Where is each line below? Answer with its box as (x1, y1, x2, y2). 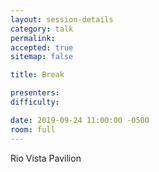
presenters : (10, 88, 60, 98)
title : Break (10, 70, 65, 80)
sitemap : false (10, 52, 74, 62)
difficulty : (10, 97, 60, 107)
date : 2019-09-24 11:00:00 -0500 (10, 115, 150, 125)
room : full (10, 124, 56, 135)
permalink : (10, 33, 56, 43)
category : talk (10, 24, 74, 34)
